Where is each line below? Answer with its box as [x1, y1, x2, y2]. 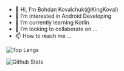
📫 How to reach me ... [15, 32, 72, 39]
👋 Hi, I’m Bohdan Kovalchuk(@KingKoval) [15, 6, 119, 13]
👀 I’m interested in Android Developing [15, 12, 112, 20]
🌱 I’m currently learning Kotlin [15, 19, 89, 26]
